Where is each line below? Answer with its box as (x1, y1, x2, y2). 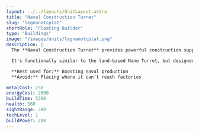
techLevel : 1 (6, 112, 38, 118)
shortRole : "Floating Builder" (6, 25, 84, 31)
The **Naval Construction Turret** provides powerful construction (11, 47, 182, 53)
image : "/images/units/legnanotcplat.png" (6, 36, 113, 42)
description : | (6, 42, 44, 48)
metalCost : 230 (6, 85, 44, 90)
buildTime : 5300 (6, 96, 46, 102)
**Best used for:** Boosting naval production (11, 69, 129, 74)
